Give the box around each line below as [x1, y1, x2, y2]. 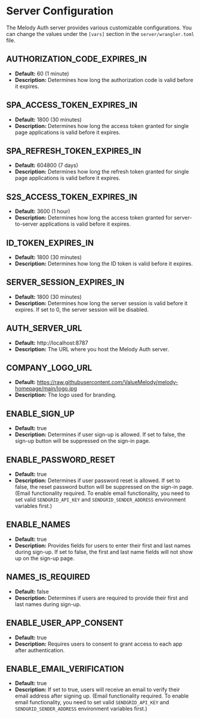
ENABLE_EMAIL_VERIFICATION [6, 664, 124, 674]
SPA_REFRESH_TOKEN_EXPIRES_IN [6, 145, 141, 156]
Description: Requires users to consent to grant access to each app [14, 640, 183, 647]
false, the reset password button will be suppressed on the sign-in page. [14, 483, 194, 491]
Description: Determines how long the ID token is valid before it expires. [14, 260, 193, 267]
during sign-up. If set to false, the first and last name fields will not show [14, 548, 193, 555]
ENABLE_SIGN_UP [6, 409, 75, 419]
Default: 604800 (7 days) [14, 162, 79, 169]
